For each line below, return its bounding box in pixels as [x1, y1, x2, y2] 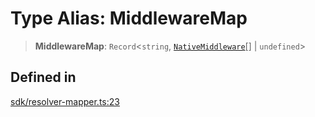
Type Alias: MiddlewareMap [10, 7, 248, 30]
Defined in [10, 69, 77, 86]
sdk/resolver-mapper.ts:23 [10, 95, 120, 107]
